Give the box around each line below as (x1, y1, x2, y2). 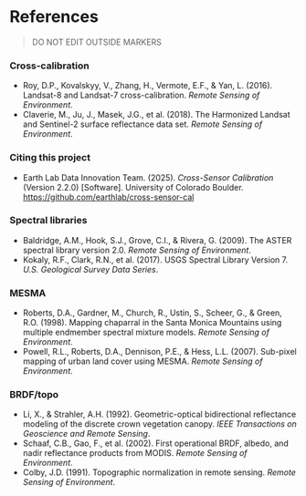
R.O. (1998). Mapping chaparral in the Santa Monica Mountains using (22, 317, 282, 328)
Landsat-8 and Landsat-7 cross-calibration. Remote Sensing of (22, 89, 260, 101)
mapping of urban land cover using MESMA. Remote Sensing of (22, 356, 263, 367)
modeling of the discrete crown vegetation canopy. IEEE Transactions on (22, 418, 297, 429)
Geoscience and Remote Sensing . (22, 429, 151, 439)
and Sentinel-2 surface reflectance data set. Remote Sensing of (22, 119, 263, 129)
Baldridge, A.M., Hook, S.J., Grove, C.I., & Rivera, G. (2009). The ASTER (22, 234, 292, 245)
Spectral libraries (9, 214, 88, 227)
